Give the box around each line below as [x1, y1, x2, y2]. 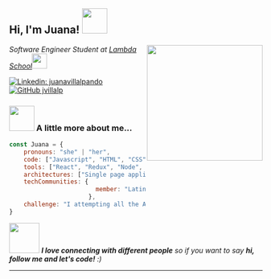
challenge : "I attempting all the [23, 200, 139, 209]
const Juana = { [9, 141, 64, 149]
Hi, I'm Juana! [9, 23, 80, 37]
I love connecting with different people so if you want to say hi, [40, 245, 255, 255]
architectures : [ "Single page [23, 170, 125, 178]
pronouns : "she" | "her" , [23, 148, 111, 156]
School [9, 61, 33, 71]
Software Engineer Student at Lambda [9, 44, 137, 54]
